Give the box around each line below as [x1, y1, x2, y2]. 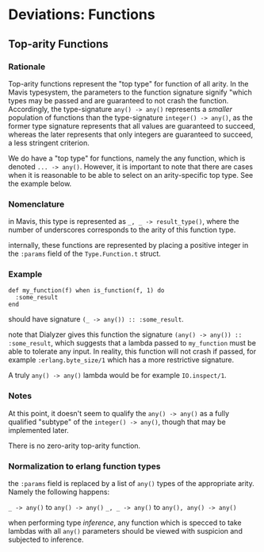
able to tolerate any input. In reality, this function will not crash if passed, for [8, 347, 256, 357]
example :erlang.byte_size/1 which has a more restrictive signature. [8, 355, 235, 365]
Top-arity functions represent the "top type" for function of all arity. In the [8, 79, 249, 88]
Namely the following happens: [8, 487, 109, 497]
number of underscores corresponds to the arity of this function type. [8, 225, 236, 235]
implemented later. [8, 425, 69, 434]
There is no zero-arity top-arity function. [8, 441, 141, 450]
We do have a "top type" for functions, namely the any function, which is [8, 153, 246, 163]
